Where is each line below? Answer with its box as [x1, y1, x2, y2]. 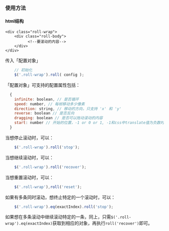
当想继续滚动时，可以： [5, 154, 54, 160]
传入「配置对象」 [5, 57, 41, 64]
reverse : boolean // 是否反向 [14, 111, 74, 116]
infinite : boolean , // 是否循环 [14, 97, 79, 102]
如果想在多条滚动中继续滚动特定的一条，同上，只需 [5, 214, 111, 220]
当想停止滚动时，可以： [5, 135, 54, 141]
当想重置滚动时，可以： [5, 174, 54, 180]
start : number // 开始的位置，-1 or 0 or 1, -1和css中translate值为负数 [14, 120, 161, 126]
